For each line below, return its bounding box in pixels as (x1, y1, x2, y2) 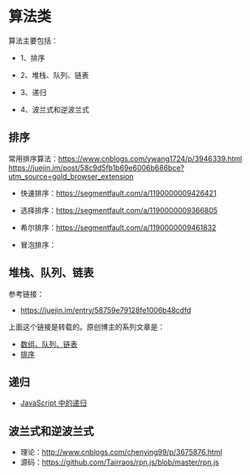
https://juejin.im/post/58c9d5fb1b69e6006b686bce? (8, 163, 185, 173)
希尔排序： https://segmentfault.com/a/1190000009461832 (19, 222, 217, 232)
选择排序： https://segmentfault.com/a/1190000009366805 (19, 205, 218, 215)
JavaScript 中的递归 (19, 398, 87, 408)
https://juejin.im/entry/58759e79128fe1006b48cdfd (19, 305, 192, 315)
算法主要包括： (8, 36, 58, 45)
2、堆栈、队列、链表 (19, 70, 89, 79)
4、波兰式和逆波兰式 (19, 105, 89, 114)
